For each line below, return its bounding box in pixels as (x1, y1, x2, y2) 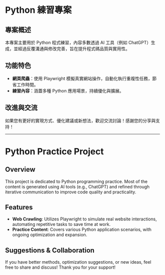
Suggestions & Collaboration (5, 246, 95, 254)
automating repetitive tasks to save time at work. (12, 221, 111, 227)
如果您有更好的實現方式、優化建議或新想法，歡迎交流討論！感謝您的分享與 (5, 118, 156, 123)
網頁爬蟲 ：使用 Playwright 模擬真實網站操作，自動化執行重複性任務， (12, 75, 153, 81)
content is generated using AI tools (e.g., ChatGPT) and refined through (5, 183, 150, 189)
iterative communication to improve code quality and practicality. (5, 189, 137, 195)
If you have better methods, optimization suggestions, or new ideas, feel (5, 259, 151, 265)
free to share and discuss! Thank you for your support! (5, 264, 116, 271)
